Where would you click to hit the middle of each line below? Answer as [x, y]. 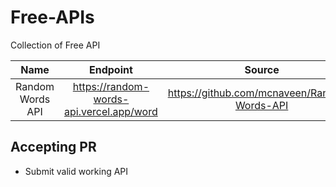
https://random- [111, 86]
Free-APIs [52, 17]
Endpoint [110, 69]
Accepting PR [53, 147]
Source [262, 69]
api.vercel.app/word [111, 111]
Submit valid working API [76, 171]
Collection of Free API [55, 45]
